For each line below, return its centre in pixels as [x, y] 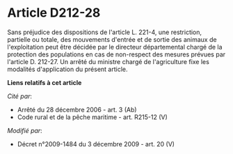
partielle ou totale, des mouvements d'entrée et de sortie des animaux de [112, 39]
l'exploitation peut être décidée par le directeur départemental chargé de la [115, 47]
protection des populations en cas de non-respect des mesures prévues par [116, 54]
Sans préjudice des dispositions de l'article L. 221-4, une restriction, [105, 32]
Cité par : [20, 96]
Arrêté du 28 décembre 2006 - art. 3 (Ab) [77, 109]
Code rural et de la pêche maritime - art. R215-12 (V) [93, 117]
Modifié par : [25, 130]
